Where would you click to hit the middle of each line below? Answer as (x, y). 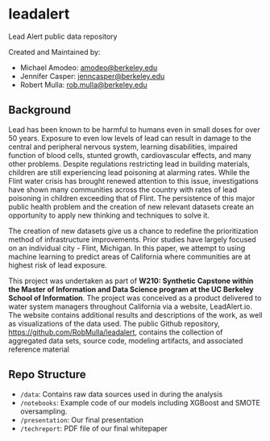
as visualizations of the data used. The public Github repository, (114, 323)
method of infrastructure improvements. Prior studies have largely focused (132, 239)
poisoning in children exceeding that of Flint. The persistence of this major (132, 198)
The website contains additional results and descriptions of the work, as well (135, 314)
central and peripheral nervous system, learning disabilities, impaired (123, 147)
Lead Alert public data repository (63, 36)
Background (39, 110)
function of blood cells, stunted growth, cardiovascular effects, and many (130, 155)
